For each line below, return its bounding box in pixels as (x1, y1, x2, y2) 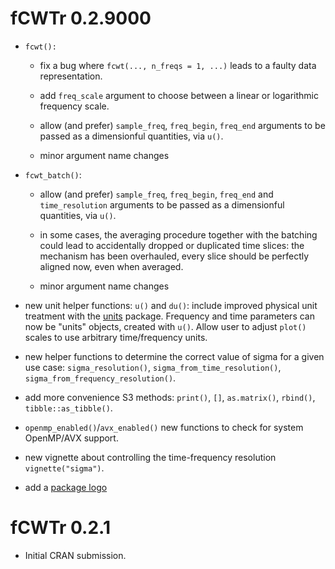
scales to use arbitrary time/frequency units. (24, 331, 208, 343)
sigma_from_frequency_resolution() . (24, 372, 177, 384)
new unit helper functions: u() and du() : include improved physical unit (24, 299, 318, 311)
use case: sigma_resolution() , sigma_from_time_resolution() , (24, 361, 282, 373)
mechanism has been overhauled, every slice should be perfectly (39, 250, 310, 262)
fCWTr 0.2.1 (10, 517, 111, 539)
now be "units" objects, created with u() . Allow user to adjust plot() (24, 320, 307, 332)
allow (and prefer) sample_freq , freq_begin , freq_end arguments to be (39, 119, 326, 131)
